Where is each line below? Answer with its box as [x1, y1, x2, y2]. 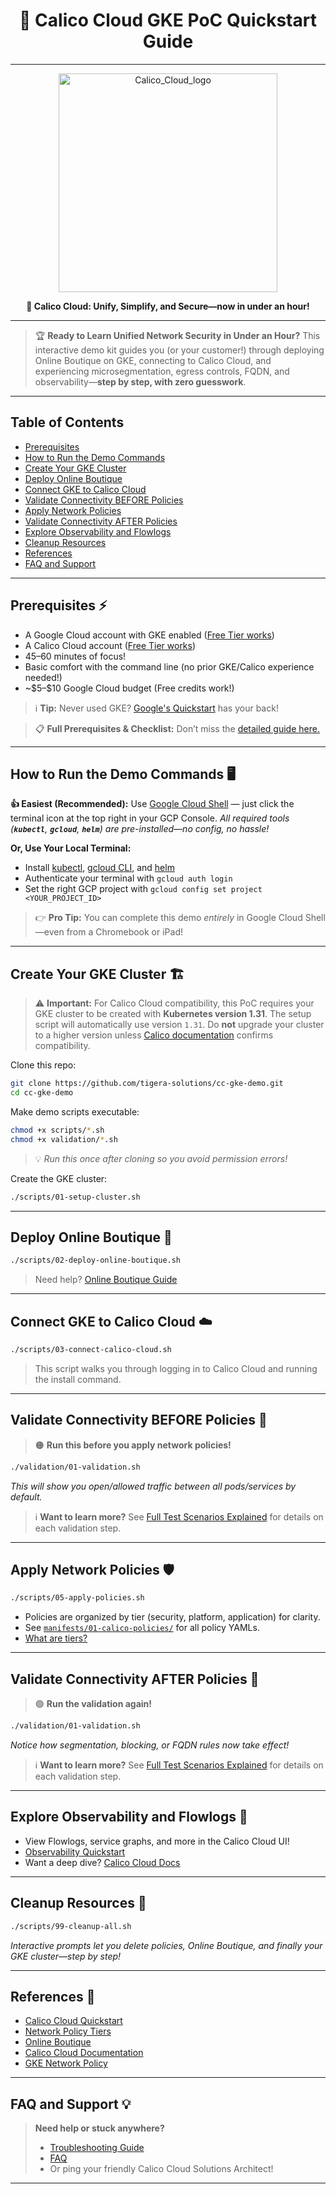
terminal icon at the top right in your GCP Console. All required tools [10, 812, 290, 824]
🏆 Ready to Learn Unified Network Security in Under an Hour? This [34, 329, 321, 341]
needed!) [24, 671, 63, 683]
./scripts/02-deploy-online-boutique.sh [10, 1255, 182, 1266]
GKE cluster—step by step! [10, 1950, 122, 1962]
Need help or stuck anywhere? [34, 2122, 165, 2134]
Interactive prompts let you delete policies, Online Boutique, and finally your [10, 1939, 323, 1951]
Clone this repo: [10, 1059, 77, 1071]
